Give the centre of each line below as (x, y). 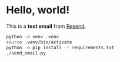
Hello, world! (38, 10)
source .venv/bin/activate (39, 42)
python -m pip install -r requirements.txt (60, 48)
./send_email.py (26, 53)
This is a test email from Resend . (46, 26)
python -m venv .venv (33, 37)
